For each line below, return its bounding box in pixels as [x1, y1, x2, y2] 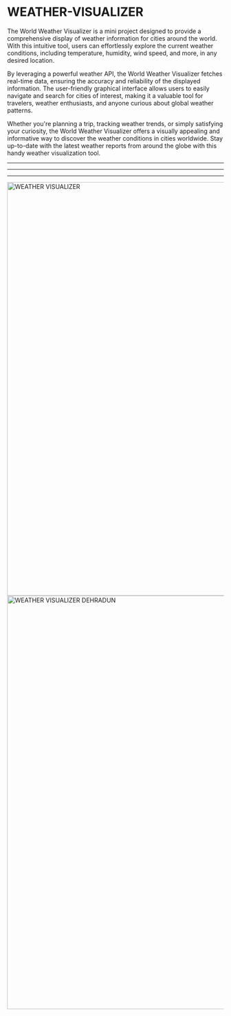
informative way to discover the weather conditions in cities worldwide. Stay [7, 134, 223, 142]
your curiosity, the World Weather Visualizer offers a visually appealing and [7, 127, 220, 135]
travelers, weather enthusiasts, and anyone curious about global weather [7, 99, 214, 107]
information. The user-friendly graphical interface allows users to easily [7, 84, 210, 92]
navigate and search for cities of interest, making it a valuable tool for [7, 91, 203, 100]
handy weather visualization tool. [7, 149, 101, 157]
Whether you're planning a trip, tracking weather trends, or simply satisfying [7, 119, 223, 128]
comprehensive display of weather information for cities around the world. [7, 34, 218, 42]
